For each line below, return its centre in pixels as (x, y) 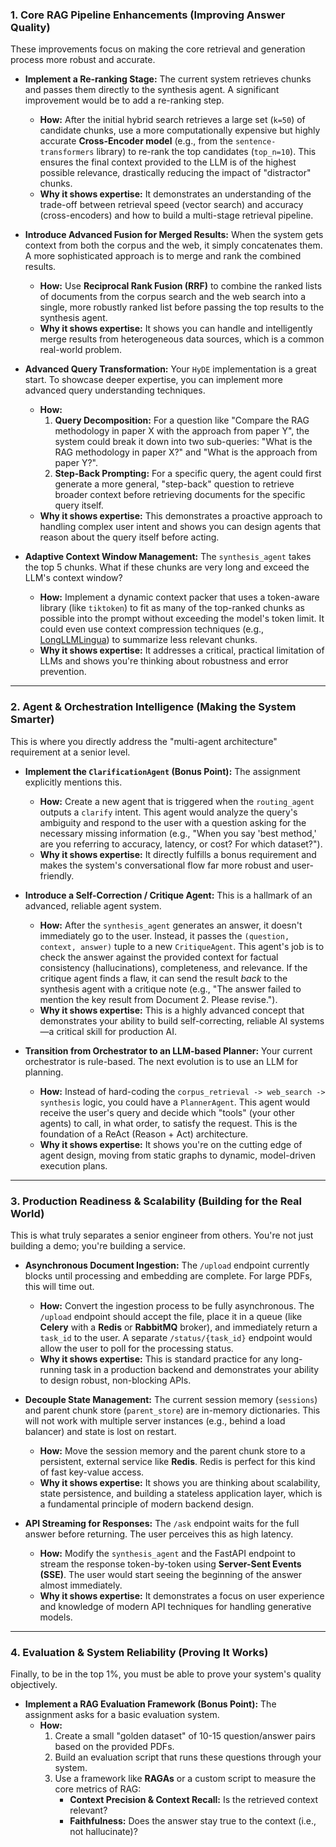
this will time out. (59, 1286)
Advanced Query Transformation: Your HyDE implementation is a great (170, 369)
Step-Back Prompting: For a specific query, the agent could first (188, 474)
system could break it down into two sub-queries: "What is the (183, 442)
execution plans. (73, 1165)
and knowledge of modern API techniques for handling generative (175, 1606)
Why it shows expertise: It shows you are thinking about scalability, (180, 1482)
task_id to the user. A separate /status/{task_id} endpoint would (176, 1337)
